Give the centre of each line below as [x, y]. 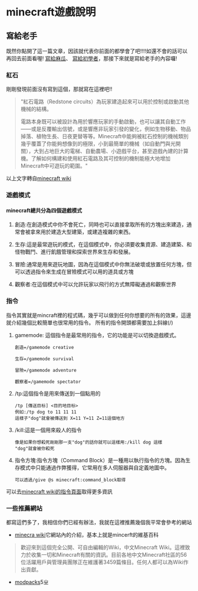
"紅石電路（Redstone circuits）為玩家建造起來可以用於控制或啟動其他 [105, 102]
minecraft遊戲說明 [51, 12]
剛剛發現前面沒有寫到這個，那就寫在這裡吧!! [60, 89]
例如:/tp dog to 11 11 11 [45, 412]
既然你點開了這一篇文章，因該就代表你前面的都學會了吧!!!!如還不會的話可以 [97, 51]
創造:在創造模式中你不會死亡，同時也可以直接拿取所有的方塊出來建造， [100, 224]
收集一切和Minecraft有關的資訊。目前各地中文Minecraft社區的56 [109, 555]
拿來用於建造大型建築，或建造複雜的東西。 [82, 232]
